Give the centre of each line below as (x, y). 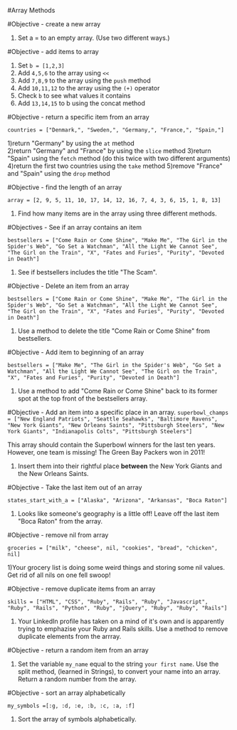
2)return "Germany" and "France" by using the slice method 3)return (109, 151)
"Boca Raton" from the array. (60, 521)
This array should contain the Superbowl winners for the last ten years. (111, 445)
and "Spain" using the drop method (59, 173)
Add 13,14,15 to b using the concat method (81, 103)
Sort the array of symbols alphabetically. (77, 719)
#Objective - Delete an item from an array (68, 286)
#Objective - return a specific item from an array (78, 117)
